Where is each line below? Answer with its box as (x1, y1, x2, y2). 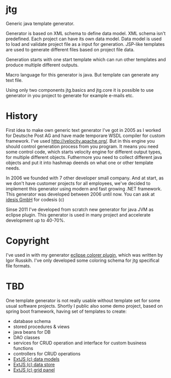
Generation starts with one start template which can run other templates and (6, 56, 166, 62)
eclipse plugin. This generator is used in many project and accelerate (6, 211, 151, 218)
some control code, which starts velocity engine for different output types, (6, 149, 162, 155)
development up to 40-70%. (6, 217, 65, 223)
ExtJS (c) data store (13, 361, 55, 367)
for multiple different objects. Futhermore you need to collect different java (6, 154, 162, 160)
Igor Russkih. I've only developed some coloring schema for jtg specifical (6, 257, 160, 263)
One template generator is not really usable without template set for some (6, 297, 160, 304)
